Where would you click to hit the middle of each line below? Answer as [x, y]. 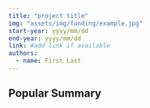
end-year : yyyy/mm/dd [45, 38]
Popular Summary [55, 93]
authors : [23, 53]
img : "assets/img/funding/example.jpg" [76, 23]
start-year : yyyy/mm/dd [49, 31]
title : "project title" [49, 16]
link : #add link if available [60, 46]
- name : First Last [49, 61]
